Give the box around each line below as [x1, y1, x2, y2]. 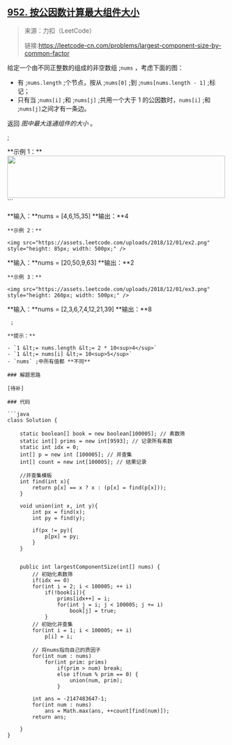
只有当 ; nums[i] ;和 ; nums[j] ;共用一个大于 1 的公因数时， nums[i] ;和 [17, 95, 211, 104]
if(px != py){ [32, 526, 73, 534]
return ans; [32, 713, 68, 721]
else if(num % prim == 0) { [56, 670, 139, 677]
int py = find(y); [32, 515, 86, 521]
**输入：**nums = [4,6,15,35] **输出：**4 [7, 212, 129, 220]
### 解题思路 [7, 371, 41, 378]
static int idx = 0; [20, 444, 79, 450]
